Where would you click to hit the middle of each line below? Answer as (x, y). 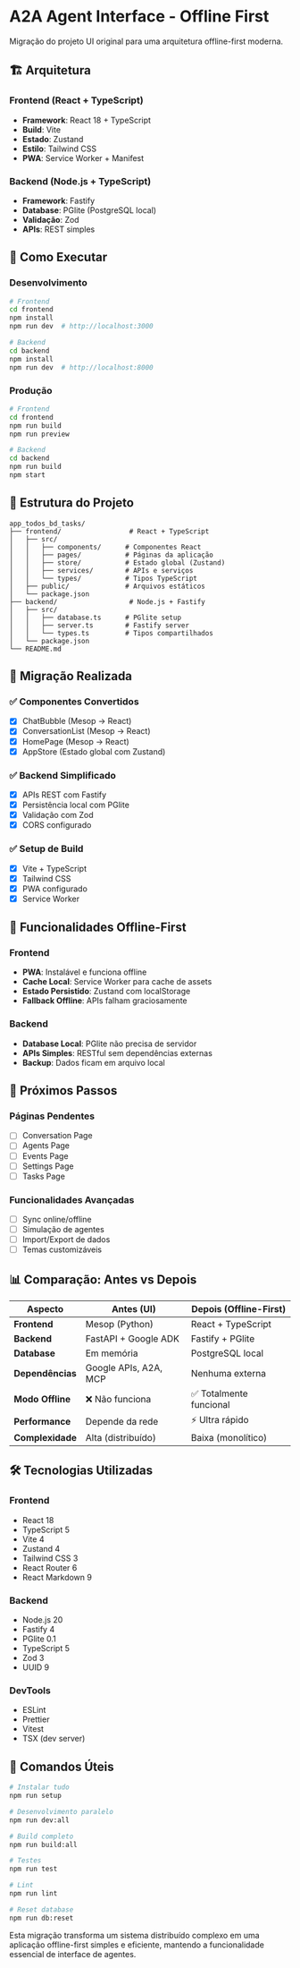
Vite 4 (33, 1539)
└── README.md (36, 649)
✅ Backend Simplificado (62, 775)
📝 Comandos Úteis (62, 1766)
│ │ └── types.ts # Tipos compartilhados (112, 633)
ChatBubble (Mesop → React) (77, 721)
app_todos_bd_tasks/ (48, 524)
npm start (28, 475)
